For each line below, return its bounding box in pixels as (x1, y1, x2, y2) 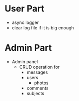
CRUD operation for (19, 64, 60, 70)
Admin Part (4, 42, 52, 54)
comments (26, 85, 49, 91)
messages (26, 69, 48, 75)
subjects (26, 90, 45, 96)
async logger (11, 19, 39, 25)
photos (34, 80, 49, 86)
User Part (4, 3, 45, 14)
